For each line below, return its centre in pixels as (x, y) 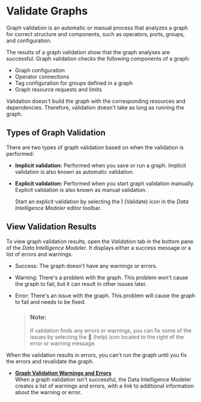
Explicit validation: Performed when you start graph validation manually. (105, 183)
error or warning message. (63, 343)
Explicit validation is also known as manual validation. (81, 190)
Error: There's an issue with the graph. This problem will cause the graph (105, 295)
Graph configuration (40, 70)
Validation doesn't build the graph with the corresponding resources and (96, 101)
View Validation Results (52, 227)
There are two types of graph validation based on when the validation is (95, 147)
